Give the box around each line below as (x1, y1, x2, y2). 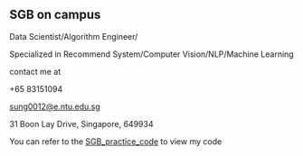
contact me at (9, 66, 62, 77)
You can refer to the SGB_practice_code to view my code (9, 135, 223, 147)
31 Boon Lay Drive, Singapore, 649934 (9, 118, 154, 129)
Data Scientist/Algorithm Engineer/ (9, 31, 138, 41)
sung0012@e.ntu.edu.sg (9, 101, 101, 112)
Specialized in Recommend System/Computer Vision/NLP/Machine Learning (9, 49, 294, 60)
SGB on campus (9, 7, 101, 23)
